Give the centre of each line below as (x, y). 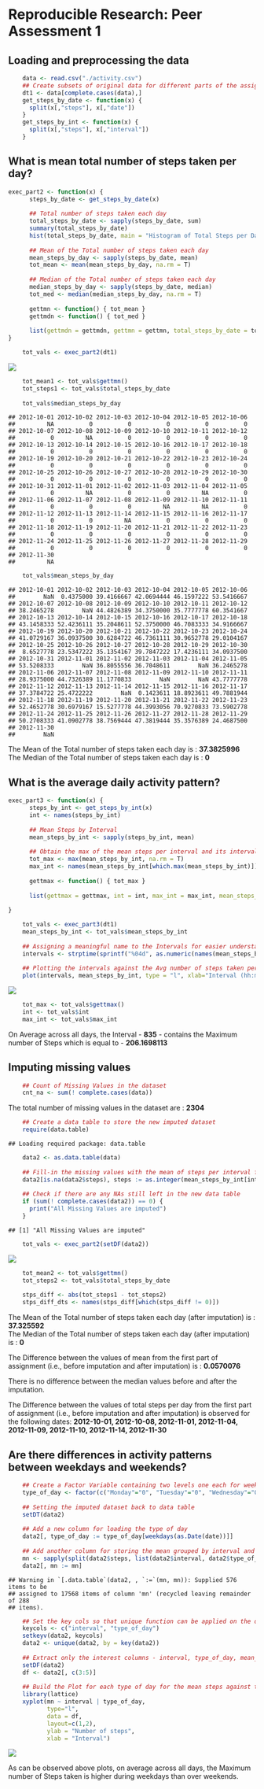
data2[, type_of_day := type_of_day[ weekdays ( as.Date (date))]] (128, 1536)
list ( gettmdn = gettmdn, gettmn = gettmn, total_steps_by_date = (138, 331)
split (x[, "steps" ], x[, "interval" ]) (89, 130)
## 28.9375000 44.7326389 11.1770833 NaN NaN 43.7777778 (128, 680)
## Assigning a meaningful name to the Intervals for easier (124, 946)
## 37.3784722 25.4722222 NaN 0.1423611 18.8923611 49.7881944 (128, 693)
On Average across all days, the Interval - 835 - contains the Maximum (123, 1034)
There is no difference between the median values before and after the (123, 1381)
